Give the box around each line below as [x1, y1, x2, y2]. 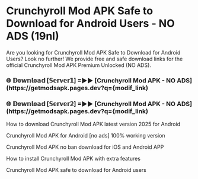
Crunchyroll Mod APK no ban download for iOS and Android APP [6, 143, 164, 151]
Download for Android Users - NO [6, 17, 175, 30]
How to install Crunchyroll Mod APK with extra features [6, 155, 141, 162]
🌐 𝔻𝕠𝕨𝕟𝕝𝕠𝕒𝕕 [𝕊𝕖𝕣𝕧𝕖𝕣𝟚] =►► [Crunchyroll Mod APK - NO [6, 100, 176, 108]
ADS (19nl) [6, 30, 59, 43]
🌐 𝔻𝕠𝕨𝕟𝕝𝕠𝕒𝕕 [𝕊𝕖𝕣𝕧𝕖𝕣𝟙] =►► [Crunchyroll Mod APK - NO [6, 76, 176, 84]
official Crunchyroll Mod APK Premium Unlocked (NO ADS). [6, 61, 151, 69]
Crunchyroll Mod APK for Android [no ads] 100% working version [6, 132, 165, 139]
